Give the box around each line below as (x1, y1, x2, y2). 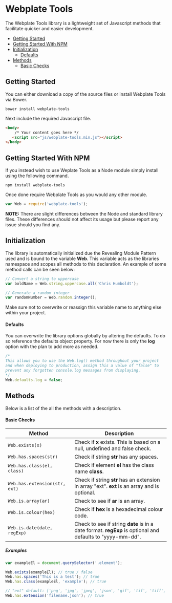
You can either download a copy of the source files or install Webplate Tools (5, 91, 166, 97)
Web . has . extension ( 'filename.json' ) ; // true (5, 593, 104, 598)
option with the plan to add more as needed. (5, 343, 99, 350)
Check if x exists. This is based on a (74, 438, 161, 445)
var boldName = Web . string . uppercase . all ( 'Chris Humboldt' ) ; (5, 281, 139, 286)
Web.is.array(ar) (8, 498, 50, 504)
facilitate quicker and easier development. (5, 25, 94, 31)
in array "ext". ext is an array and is (74, 482, 159, 489)
